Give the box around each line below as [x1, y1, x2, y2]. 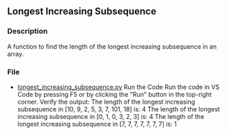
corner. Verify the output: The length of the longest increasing [17, 97, 196, 106]
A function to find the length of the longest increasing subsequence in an [7, 42, 217, 51]
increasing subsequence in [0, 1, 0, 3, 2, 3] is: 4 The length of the [17, 112, 205, 120]
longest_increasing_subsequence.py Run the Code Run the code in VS [17, 83, 220, 91]
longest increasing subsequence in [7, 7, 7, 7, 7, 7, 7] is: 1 [17, 120, 178, 128]
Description [7, 26, 48, 36]
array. [7, 49, 24, 58]
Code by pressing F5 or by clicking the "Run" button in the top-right [17, 90, 212, 98]
